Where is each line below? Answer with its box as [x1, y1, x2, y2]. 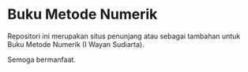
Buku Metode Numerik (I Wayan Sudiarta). [7, 39, 145, 49]
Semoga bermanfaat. [7, 55, 77, 64]
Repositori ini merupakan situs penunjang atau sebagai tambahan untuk [7, 31, 241, 41]
